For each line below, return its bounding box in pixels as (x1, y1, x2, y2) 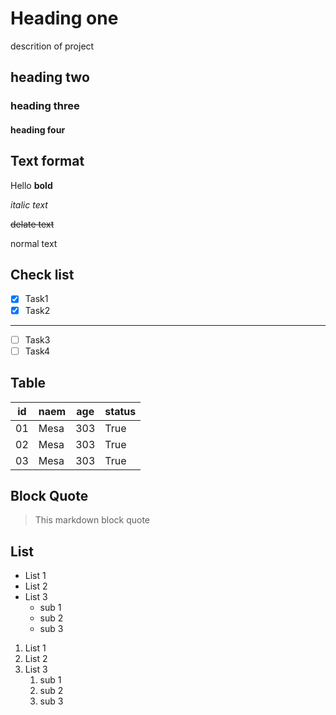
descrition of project (10, 40, 95, 52)
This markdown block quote (34, 514, 151, 526)
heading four (10, 123, 66, 136)
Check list (10, 267, 75, 284)
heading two (10, 69, 90, 86)
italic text (10, 198, 48, 211)
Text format (10, 153, 85, 170)
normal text (10, 237, 58, 249)
